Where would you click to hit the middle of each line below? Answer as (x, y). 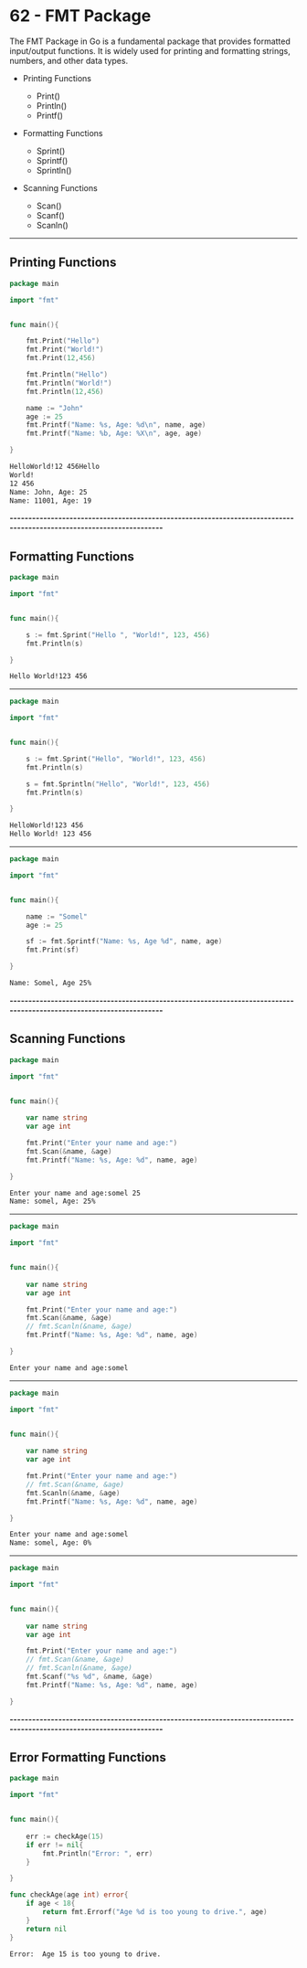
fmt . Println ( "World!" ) (69, 383)
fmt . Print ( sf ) (53, 950)
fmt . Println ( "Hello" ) (67, 375)
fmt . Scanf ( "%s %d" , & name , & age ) (90, 1676)
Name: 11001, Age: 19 (51, 500)
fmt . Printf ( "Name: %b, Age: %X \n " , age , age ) (114, 434)
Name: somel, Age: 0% (51, 1543)
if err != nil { (55, 1845)
